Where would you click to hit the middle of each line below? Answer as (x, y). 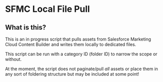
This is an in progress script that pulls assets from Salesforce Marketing (78, 39)
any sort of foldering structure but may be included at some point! (72, 74)
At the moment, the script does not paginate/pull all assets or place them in (81, 69)
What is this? (26, 27)
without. (13, 59)
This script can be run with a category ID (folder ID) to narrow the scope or (81, 54)
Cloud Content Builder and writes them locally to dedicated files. (71, 44)
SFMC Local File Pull (48, 9)
